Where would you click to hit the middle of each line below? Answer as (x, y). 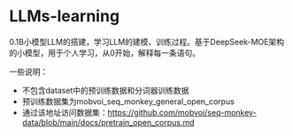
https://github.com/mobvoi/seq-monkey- (182, 112)
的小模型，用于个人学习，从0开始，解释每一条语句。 (105, 53)
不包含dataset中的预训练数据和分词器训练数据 (105, 90)
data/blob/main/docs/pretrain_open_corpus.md (108, 122)
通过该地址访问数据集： (65, 112)
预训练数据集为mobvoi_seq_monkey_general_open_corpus (128, 101)
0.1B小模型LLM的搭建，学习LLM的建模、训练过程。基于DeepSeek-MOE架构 (147, 42)
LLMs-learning (65, 16)
